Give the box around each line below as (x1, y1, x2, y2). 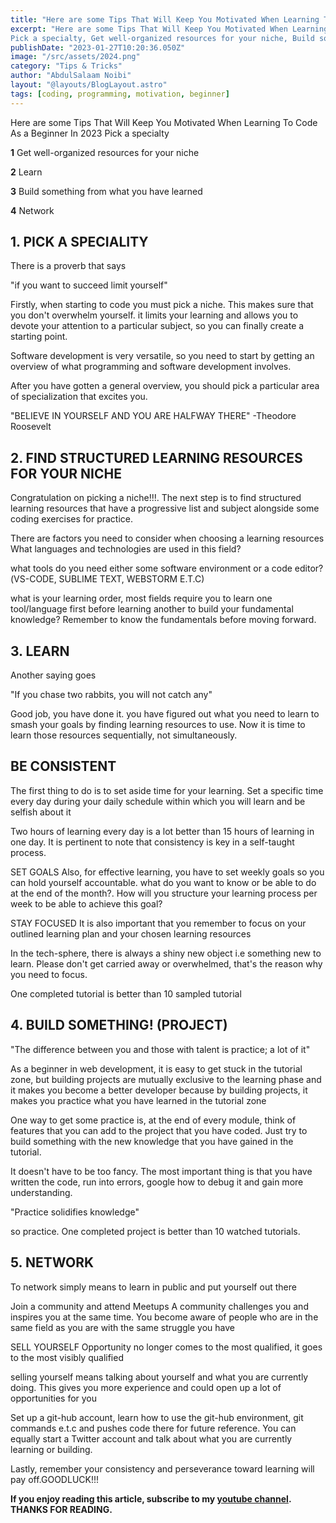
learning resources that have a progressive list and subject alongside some (10, 502, 320, 515)
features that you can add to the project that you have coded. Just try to (10, 1124, 308, 1136)
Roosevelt (10, 421, 52, 433)
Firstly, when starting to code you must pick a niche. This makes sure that (10, 299, 314, 311)
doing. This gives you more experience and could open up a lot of (10, 1381, 282, 1393)
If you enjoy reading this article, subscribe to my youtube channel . (10, 1492, 292, 1505)
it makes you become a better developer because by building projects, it (10, 1084, 308, 1096)
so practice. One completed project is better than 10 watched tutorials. (10, 1225, 301, 1237)
